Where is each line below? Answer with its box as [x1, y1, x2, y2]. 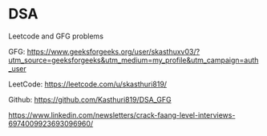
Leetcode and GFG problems [8, 31, 104, 41]
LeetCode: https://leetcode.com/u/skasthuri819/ [8, 79, 167, 89]
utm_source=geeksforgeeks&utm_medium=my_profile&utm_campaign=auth [8, 55, 259, 65]
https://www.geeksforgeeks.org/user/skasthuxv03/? [26, 46, 200, 56]
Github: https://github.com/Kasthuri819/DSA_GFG [8, 94, 172, 104]
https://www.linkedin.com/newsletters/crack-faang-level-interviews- [8, 110, 236, 120]
